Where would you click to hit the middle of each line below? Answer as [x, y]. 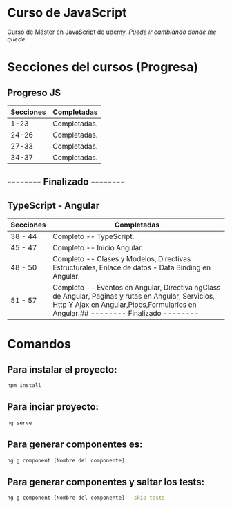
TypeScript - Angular [54, 205]
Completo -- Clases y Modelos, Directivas [122, 259]
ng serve [20, 423]
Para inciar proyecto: [53, 407]
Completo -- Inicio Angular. [98, 248]
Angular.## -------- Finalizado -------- [126, 314]
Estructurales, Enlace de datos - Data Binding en [132, 267]
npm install [24, 386]
